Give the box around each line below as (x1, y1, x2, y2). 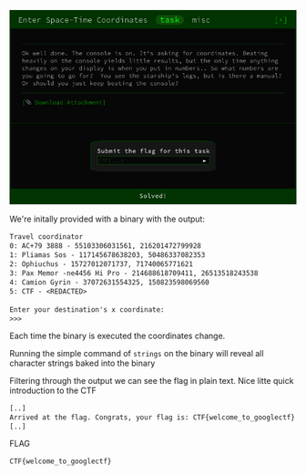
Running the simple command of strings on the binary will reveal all (9, 348, 264, 359)
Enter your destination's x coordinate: (9, 305, 166, 315)
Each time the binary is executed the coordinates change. (9, 330, 226, 342)
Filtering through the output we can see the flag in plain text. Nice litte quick (9, 376, 294, 387)
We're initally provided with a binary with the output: (9, 213, 205, 224)
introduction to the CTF (9, 385, 97, 397)
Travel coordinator (9, 232, 84, 242)
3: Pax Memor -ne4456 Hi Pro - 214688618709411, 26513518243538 (9, 269, 259, 278)
